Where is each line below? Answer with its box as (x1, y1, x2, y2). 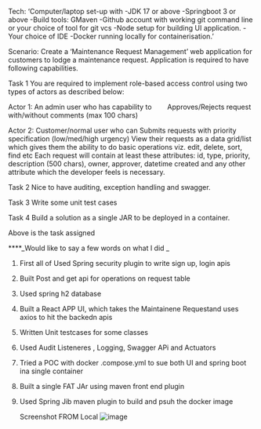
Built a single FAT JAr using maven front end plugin (19, 382, 185, 391)
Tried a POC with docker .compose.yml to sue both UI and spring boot (19, 358, 247, 367)
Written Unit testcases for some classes (19, 328, 149, 336)
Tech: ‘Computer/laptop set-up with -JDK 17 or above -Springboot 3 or (8, 7, 237, 16)
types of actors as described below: (8, 87, 125, 96)
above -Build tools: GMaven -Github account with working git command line (8, 15, 253, 24)
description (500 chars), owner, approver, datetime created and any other (8, 159, 246, 168)
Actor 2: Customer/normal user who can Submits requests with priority (8, 125, 237, 135)
